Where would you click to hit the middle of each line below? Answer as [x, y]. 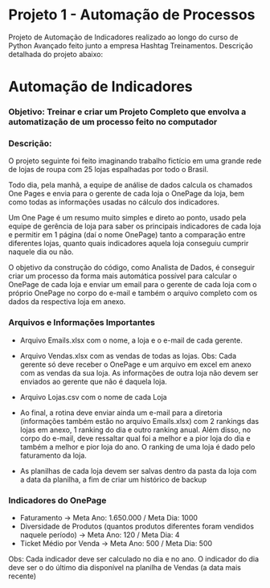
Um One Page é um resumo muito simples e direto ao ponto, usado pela [127, 218]
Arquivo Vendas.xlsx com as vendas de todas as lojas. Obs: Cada [128, 356]
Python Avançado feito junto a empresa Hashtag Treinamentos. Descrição [131, 45]
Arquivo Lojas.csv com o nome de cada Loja [93, 397]
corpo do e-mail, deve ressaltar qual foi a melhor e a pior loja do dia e [135, 438]
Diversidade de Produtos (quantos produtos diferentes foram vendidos [137, 526]
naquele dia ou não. [41, 252]
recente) [22, 576]
